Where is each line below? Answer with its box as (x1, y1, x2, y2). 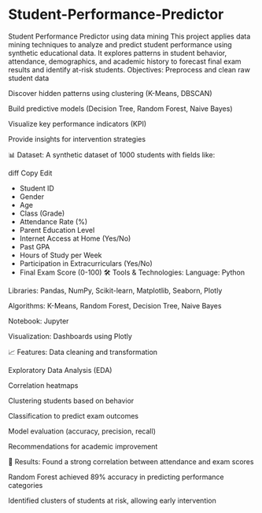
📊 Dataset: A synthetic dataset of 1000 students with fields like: (8, 149, 216, 159)
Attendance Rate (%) (19, 216, 88, 226)
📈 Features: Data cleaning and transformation (8, 347, 158, 356)
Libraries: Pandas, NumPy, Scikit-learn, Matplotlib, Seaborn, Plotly (8, 286, 223, 295)
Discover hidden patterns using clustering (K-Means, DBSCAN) (8, 88, 212, 98)
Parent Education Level (19, 225, 95, 234)
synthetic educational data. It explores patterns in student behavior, (8, 48, 227, 57)
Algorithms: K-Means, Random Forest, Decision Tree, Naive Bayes (8, 301, 222, 310)
